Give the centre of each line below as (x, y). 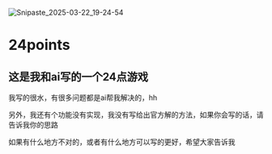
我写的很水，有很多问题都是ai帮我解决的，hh (83, 98)
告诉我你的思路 (33, 125)
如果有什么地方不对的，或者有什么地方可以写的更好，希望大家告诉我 (122, 142)
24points (39, 45)
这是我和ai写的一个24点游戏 (78, 77)
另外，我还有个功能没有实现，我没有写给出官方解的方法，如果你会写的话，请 (136, 114)
